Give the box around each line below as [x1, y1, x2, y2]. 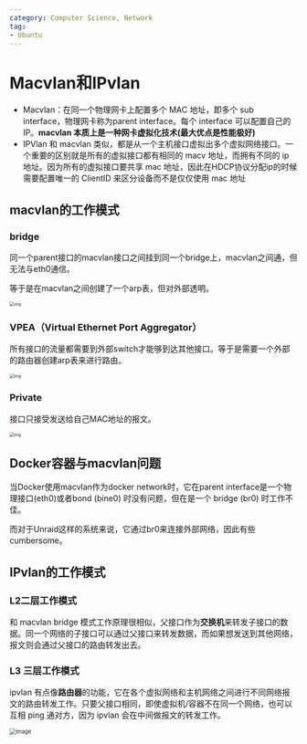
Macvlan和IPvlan [9, 72, 141, 93]
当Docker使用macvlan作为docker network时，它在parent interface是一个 [9, 481, 284, 493]
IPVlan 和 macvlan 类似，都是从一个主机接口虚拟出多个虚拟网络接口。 [22, 139, 286, 150]
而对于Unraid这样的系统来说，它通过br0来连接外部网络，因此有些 [9, 524, 256, 535]
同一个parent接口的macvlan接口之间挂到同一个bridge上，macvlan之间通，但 [9, 252, 298, 263]
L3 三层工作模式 [9, 665, 79, 677]
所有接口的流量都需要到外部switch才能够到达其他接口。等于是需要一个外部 [9, 343, 291, 354]
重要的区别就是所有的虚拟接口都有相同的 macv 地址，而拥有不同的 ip [30, 150, 290, 161]
